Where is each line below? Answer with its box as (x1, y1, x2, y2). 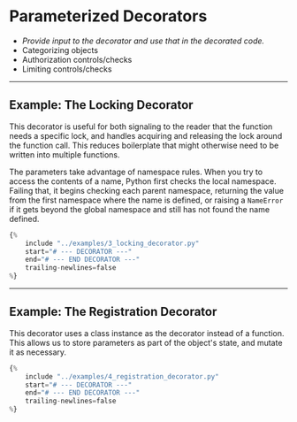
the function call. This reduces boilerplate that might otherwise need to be (9, 140, 279, 150)
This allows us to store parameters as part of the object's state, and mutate (9, 337, 283, 348)
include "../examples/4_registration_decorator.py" (25, 372, 219, 381)
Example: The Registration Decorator (9, 304, 217, 319)
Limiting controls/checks (21, 64, 112, 74)
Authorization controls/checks (21, 54, 133, 65)
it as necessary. (9, 347, 67, 357)
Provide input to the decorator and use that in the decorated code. (21, 35, 265, 46)
